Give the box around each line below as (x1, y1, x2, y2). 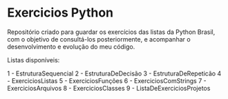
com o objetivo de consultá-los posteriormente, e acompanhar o (7, 35, 191, 43)
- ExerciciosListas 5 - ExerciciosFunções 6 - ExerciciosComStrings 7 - (7, 76, 207, 84)
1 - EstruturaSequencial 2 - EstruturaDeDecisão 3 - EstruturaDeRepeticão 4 (7, 69, 222, 78)
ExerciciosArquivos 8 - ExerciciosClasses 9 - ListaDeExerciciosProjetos (7, 84, 211, 92)
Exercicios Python (7, 5, 114, 21)
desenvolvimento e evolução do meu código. (7, 42, 135, 51)
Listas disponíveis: (7, 55, 60, 64)
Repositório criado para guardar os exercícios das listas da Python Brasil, (7, 28, 216, 36)
